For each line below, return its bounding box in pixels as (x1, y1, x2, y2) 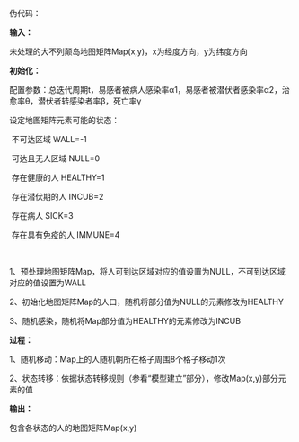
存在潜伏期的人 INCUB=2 (11, 192, 104, 202)
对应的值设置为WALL (9, 277, 87, 288)
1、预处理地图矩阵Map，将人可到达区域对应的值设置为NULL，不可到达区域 (9, 266, 286, 276)
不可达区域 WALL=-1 (11, 134, 87, 144)
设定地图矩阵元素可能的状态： (9, 115, 119, 125)
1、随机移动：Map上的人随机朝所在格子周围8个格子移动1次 (9, 354, 226, 365)
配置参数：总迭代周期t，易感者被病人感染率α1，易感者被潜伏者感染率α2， (9, 85, 283, 95)
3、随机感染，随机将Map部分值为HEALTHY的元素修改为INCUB (9, 316, 241, 326)
